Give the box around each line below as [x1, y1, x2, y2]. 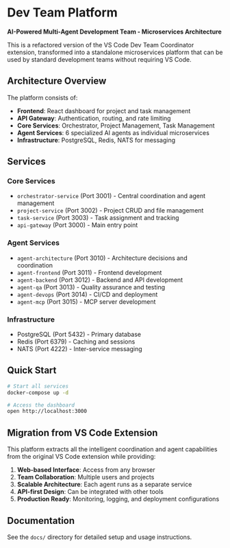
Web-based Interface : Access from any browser [16, 466, 155, 474]
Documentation [7, 514, 75, 526]
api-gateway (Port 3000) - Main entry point [16, 221, 138, 229]
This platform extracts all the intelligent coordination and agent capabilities [7, 445, 218, 453]
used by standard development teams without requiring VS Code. [7, 55, 192, 63]
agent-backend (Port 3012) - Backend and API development [16, 276, 183, 284]
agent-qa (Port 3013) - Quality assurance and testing [16, 283, 166, 291]
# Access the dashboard [7, 401, 75, 409]
